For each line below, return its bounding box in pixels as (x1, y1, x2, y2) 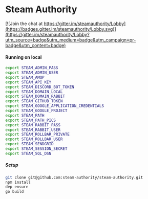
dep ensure (5, 184, 29, 190)
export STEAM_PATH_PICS (5, 118, 56, 123)
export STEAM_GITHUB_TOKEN (5, 99, 63, 104)
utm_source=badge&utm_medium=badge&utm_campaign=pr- (5, 37, 136, 43)
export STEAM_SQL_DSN (5, 151, 52, 156)
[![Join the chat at (5, 20, 43, 27)
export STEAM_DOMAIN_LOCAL (5, 89, 63, 94)
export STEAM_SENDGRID (5, 142, 54, 147)
